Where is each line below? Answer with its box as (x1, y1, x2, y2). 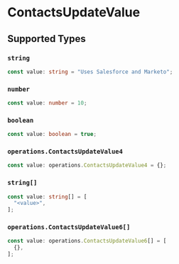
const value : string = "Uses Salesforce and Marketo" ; (7, 68, 173, 75)
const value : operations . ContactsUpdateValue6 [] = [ (7, 238, 167, 245)
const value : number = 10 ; (7, 100, 87, 107)
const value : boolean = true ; (7, 131, 97, 138)
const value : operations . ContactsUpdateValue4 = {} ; (7, 162, 167, 169)
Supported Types (7, 33, 87, 45)
